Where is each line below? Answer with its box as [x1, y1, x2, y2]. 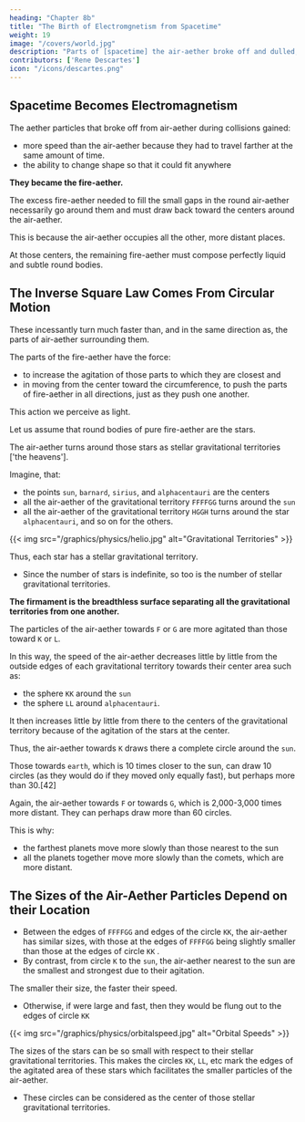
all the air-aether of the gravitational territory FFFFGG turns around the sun [22, 496, 296, 507]
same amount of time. [22, 150, 105, 161]
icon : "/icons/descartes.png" [9, 65, 125, 74]
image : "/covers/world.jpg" [9, 38, 117, 48]
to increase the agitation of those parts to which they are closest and [22, 369, 281, 379]
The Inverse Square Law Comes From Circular [9, 286, 275, 301]
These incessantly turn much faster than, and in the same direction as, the [9, 324, 289, 335]
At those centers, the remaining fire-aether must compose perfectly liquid [9, 249, 287, 260]
